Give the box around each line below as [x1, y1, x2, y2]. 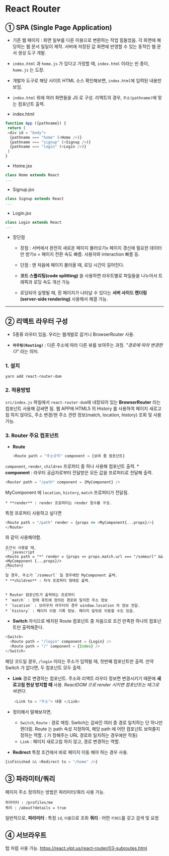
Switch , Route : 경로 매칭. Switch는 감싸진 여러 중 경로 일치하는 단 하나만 [20, 719, 163, 725]
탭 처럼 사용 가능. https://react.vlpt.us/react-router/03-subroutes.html [5, 845, 147, 851]
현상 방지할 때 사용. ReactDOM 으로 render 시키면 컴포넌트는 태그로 [26, 681, 159, 687]
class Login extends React [5, 220, 62, 225]
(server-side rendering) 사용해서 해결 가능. [20, 296, 108, 302]
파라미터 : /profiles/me [5, 800, 53, 805]
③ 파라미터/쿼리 [5, 775, 55, 783]
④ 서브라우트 [5, 831, 47, 839]
